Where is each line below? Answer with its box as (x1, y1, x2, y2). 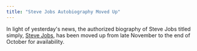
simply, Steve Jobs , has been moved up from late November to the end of (6, 31, 191, 39)
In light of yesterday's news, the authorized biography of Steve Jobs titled (6, 25, 191, 32)
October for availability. (6, 38, 65, 45)
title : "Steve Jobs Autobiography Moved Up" (6, 8, 121, 15)
